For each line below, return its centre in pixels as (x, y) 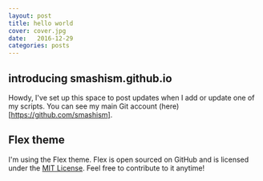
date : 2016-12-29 (41, 38)
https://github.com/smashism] (61, 114)
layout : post (30, 16)
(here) (169, 106)
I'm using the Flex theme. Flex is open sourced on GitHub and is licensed (129, 159)
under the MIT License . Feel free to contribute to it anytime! (107, 168)
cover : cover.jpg (37, 31)
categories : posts (39, 46)
